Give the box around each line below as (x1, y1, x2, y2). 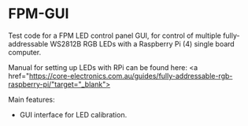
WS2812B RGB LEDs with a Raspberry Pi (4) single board (50, 39, 235, 48)
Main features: (8, 94, 55, 104)
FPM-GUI (8, 5, 69, 23)
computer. (8, 47, 42, 57)
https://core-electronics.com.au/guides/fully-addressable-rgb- (28, 71, 233, 80)
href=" (8, 71, 30, 80)
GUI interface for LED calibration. (19, 109, 128, 119)
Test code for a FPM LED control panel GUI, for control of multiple (8, 31, 222, 40)
